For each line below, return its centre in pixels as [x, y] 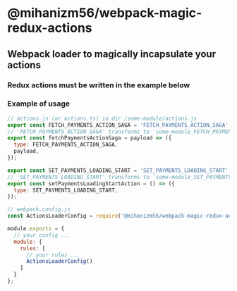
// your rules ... [53, 255]
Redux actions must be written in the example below [99, 85]
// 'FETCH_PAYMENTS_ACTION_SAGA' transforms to [79, 132]
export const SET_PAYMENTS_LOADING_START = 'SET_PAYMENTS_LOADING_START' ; [120, 171]
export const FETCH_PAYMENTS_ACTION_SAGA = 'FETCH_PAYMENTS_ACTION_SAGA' [118, 125]
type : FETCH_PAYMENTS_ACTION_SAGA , [66, 145]
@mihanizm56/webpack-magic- [105, 13]
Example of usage [39, 104]
